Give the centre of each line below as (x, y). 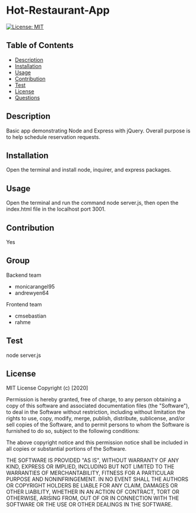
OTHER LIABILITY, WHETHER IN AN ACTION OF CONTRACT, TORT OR (93, 492)
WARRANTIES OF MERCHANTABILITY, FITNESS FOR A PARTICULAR (90, 473)
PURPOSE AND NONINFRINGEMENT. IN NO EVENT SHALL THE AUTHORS (97, 479)
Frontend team (24, 304)
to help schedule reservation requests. (53, 137)
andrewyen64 (32, 293)
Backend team (24, 275)
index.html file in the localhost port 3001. (56, 209)
